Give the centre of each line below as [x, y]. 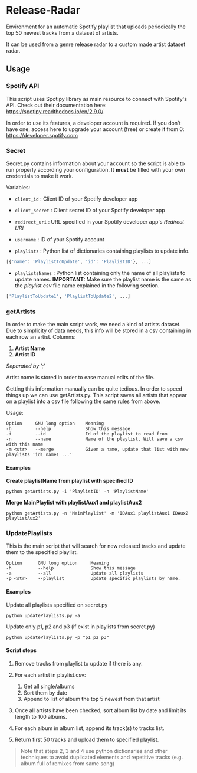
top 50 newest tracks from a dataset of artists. [63, 32]
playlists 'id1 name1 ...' [39, 454]
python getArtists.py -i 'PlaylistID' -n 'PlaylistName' [78, 492]
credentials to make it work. [40, 176]
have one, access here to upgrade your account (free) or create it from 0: [95, 129]
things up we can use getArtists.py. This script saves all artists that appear [96, 395]
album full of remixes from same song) [68, 763]
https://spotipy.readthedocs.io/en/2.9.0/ [55, 111]
